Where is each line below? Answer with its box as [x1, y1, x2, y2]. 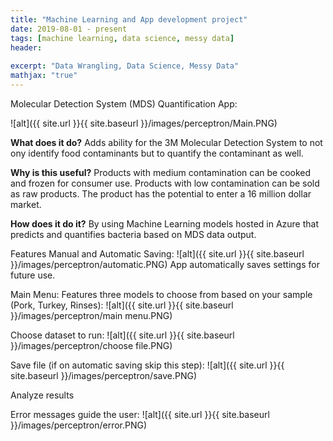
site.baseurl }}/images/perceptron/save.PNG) [10, 369, 198, 381]
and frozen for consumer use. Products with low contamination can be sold [10, 177, 320, 189]
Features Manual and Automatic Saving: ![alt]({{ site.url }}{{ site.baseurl [10, 247, 305, 260]
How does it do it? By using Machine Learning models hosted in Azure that [10, 217, 320, 230]
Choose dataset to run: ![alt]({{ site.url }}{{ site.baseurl [10, 329, 235, 341]
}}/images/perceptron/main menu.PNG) [10, 309, 173, 321]
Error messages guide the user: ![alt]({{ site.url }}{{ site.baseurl [10, 408, 270, 420]
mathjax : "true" [10, 71, 78, 81]
